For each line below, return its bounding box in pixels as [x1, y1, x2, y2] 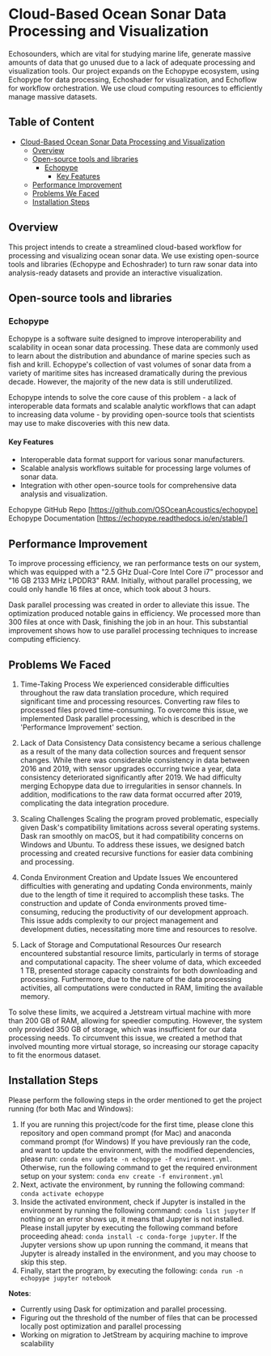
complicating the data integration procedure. [19, 798, 170, 808]
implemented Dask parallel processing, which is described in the [19, 714, 236, 724]
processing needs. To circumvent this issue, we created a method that [8, 1033, 243, 1043]
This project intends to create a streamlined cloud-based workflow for [8, 242, 243, 252]
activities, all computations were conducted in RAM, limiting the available [19, 983, 264, 993]
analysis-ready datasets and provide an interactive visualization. [8, 268, 223, 278]
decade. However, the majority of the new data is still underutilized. [8, 377, 233, 387]
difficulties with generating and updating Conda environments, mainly [19, 882, 252, 891]
